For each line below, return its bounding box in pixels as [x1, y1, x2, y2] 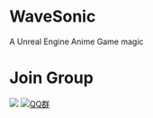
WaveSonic [9, 6, 96, 27]
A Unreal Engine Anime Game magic [9, 36, 144, 47]
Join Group [9, 68, 94, 88]
